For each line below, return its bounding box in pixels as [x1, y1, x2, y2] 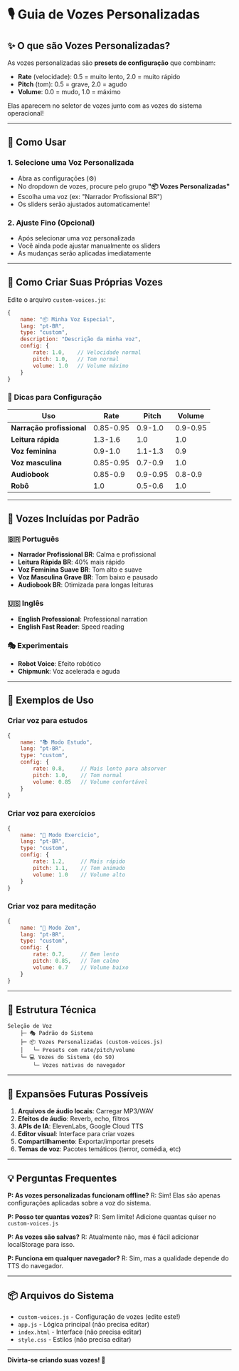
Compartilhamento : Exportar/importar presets [17, 1137, 154, 1146]
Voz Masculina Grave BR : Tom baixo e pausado [17, 573, 159, 582]
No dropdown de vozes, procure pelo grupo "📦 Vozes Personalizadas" [17, 182, 230, 191]
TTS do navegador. [7, 1261, 64, 1270]
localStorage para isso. [7, 1240, 75, 1248]
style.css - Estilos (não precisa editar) [17, 1335, 132, 1343]
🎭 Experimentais [7, 640, 69, 650]
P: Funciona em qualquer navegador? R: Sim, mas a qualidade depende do [7, 1254, 229, 1263]
